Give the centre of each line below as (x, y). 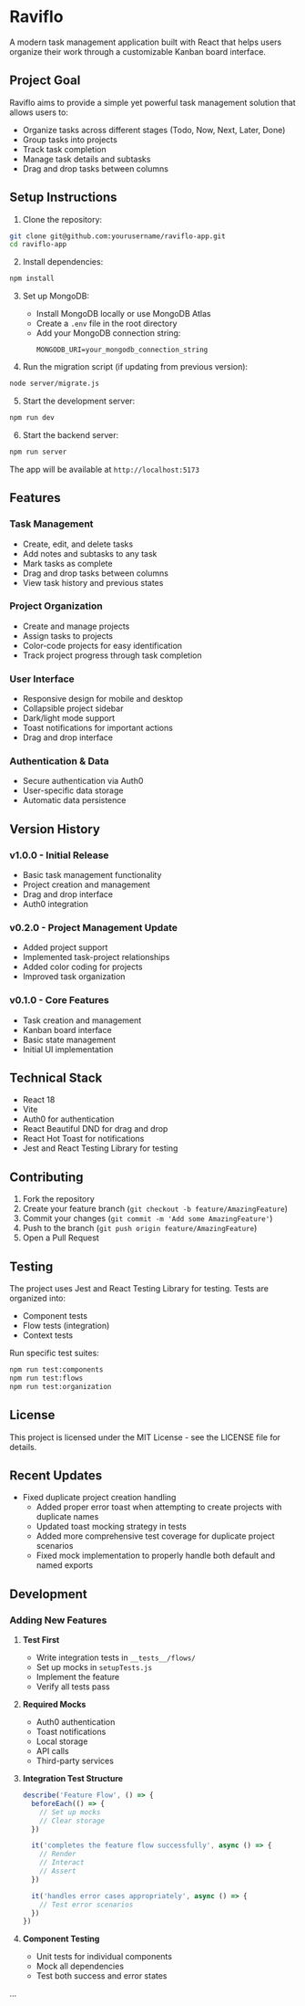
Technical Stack (56, 1078)
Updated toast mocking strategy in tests (111, 1527)
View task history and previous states (93, 582)
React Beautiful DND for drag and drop (95, 1129)
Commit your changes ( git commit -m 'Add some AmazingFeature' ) (147, 1218)
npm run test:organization (61, 1386)
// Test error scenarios (86, 1905)
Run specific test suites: (55, 1353)
